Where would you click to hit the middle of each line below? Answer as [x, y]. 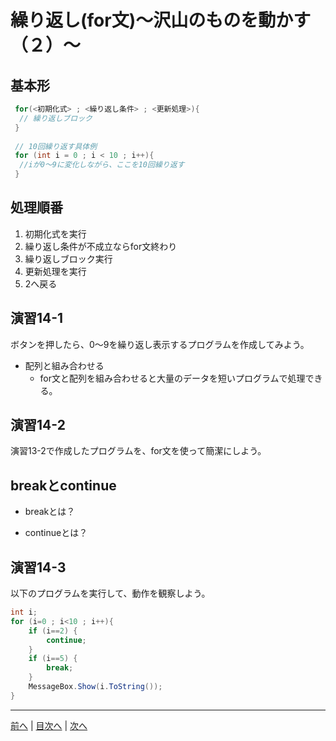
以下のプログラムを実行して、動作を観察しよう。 [110, 593]
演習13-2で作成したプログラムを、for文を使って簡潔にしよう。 [138, 451]
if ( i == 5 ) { [53, 659]
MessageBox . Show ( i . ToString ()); [95, 687]
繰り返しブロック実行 [68, 258]
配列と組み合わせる [64, 365]
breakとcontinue [63, 485]
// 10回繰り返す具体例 [56, 146]
